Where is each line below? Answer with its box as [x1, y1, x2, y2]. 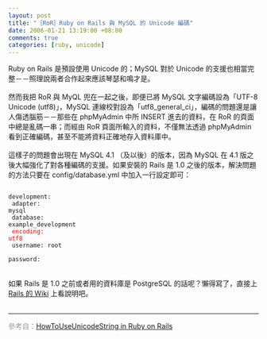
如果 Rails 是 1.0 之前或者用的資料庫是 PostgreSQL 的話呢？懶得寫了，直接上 [8, 279, 258, 288]
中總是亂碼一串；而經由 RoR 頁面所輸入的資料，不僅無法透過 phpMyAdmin [8, 122, 252, 132]
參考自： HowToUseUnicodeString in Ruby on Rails [8, 322, 173, 331]
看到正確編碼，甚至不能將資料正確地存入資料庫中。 [8, 132, 176, 141]
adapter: [11, 200, 41, 208]
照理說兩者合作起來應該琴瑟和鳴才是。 [29, 74, 155, 83]
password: [8, 256, 41, 264]
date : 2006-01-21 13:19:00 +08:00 [8, 26, 123, 34]
